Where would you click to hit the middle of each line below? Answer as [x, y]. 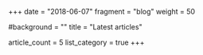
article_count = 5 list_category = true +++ [76, 42]
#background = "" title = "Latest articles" [75, 27]
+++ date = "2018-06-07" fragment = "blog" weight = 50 [102, 12]
